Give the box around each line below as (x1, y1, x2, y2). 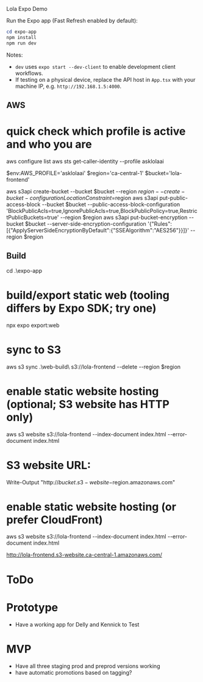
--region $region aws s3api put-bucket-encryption (60, 214, 188, 221)
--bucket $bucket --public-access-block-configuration (41, 201, 180, 208)
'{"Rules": (147, 220, 173, 228)
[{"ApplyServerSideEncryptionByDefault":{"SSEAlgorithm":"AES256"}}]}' (6, 226, 189, 234)
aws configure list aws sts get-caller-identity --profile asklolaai (6, 157, 165, 165)
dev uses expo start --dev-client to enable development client (15, 63, 176, 70)
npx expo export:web (6, 321, 60, 329)
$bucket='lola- (144, 169, 182, 176)
